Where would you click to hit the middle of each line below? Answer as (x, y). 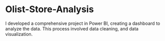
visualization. (19, 34)
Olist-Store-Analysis (49, 9)
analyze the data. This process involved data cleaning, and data (72, 28)
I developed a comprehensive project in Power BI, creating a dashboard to (83, 23)
